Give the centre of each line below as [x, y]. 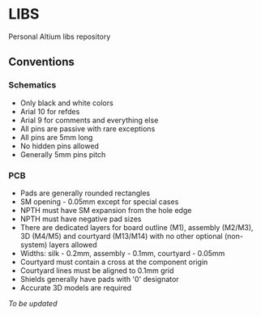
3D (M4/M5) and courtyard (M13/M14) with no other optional [121, 236]
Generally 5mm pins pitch [63, 154]
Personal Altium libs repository [60, 36]
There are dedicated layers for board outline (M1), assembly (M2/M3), [137, 227]
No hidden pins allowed [60, 146]
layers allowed [73, 245]
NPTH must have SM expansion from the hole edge [106, 210]
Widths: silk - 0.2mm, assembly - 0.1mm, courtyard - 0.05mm [122, 253]
